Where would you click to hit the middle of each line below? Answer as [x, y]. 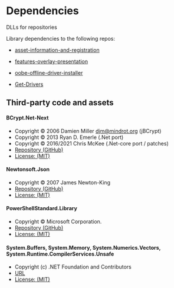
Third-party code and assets [60, 103]
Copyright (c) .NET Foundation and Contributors [73, 267]
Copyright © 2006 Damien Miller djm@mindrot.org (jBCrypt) [88, 131]
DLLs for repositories [32, 27]
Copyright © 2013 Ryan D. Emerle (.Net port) [69, 137]
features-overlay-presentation [51, 61]
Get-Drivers [29, 84]
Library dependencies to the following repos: [60, 38]
